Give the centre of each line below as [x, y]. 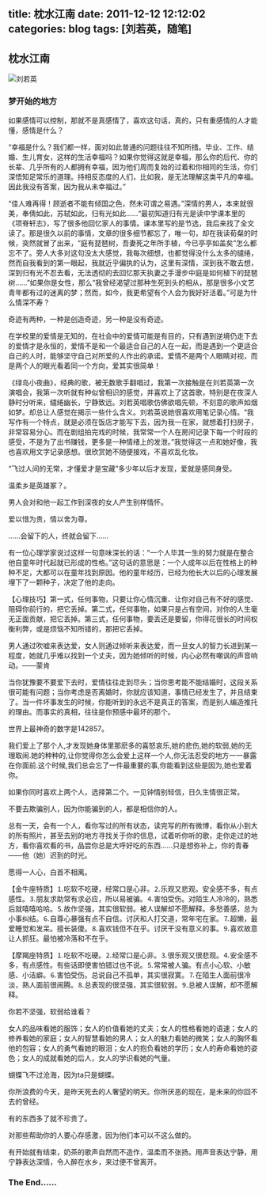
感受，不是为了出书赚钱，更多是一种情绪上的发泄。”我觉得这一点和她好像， [129, 442]
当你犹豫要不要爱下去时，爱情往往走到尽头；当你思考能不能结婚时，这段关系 [133, 682]
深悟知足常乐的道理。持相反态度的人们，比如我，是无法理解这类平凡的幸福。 [133, 176]
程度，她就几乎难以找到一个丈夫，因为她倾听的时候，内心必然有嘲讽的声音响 [133, 655]
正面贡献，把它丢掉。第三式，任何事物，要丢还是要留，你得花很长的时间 [133, 619]
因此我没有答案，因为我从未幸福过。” [67, 186]
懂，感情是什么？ [36, 130]
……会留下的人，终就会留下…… [59, 536]
